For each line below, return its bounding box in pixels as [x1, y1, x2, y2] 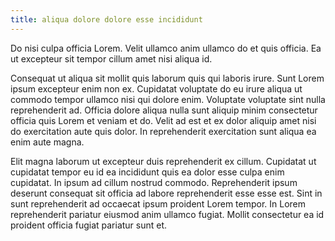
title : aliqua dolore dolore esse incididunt [10, 14, 203, 25]
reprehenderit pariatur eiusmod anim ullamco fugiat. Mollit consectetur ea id [10, 208, 325, 220]
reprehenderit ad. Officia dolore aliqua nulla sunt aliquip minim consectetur [10, 104, 318, 116]
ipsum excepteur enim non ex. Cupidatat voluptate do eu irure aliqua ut [10, 82, 303, 95]
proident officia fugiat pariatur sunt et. [10, 219, 168, 231]
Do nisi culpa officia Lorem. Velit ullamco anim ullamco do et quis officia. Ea [10, 42, 322, 54]
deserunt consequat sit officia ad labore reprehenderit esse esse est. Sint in [10, 187, 323, 199]
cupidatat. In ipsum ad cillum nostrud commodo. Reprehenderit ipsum [10, 176, 298, 188]
